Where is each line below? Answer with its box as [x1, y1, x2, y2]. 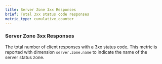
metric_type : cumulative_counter [5, 16, 74, 21]
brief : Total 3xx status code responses [5, 12, 90, 17]
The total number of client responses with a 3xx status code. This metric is [5, 44, 157, 50]
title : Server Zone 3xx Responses [5, 7, 77, 12]
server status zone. [5, 54, 44, 60]
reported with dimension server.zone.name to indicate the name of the [5, 49, 147, 55]
